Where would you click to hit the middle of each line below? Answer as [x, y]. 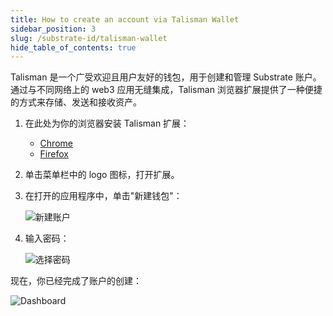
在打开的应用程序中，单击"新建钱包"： [103, 196]
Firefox [54, 154]
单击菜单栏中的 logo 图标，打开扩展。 [102, 175]
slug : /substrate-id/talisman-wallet [89, 38]
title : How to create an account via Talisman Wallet [125, 19]
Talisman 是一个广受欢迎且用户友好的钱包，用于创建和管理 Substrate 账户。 [166, 77]
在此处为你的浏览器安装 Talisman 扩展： [107, 123]
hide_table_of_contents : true [73, 47]
